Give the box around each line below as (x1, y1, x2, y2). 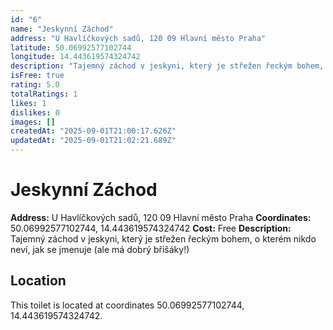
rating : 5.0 (10, 80, 60, 90)
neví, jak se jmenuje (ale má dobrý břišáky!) (10, 243, 190, 255)
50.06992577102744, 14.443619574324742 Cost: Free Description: (10, 222, 292, 234)
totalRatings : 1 (10, 89, 78, 99)
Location (10, 272, 67, 290)
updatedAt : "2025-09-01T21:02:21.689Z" (10, 136, 177, 146)
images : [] (10, 117, 56, 127)
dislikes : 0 (10, 107, 60, 118)
